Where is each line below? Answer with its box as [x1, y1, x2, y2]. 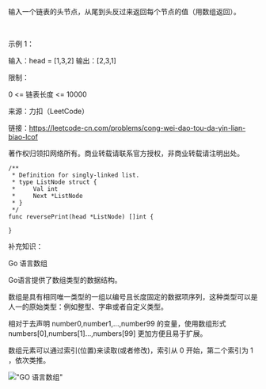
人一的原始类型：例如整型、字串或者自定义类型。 [8, 302, 168, 311]
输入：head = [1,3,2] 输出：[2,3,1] [8, 56, 116, 65]
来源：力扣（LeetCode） [8, 106, 89, 116]
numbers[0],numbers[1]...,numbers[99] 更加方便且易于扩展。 [8, 329, 207, 338]
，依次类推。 [8, 356, 50, 364]
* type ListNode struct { [11, 178, 97, 186]
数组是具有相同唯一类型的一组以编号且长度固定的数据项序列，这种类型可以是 [8, 292, 258, 301]
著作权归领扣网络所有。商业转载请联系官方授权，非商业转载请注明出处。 [8, 149, 244, 158]
